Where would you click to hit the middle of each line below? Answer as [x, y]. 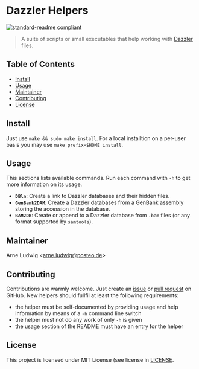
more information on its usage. [44, 184]
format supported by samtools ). [54, 222]
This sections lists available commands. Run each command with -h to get [98, 178]
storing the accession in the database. [62, 209]
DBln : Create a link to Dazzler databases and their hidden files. [92, 196]
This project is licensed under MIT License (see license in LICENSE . [90, 359]
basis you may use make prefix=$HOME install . [65, 144]
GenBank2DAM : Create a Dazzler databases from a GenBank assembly [99, 202]
